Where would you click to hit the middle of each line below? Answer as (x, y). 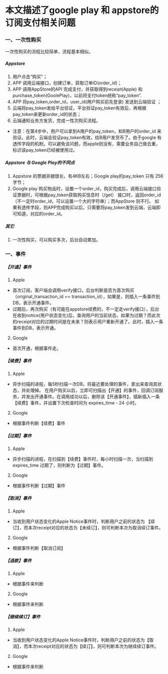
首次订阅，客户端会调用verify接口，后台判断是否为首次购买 (73, 290)
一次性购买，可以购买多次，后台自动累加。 (56, 240)
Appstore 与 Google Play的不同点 (40, 163)
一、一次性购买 (23, 40)
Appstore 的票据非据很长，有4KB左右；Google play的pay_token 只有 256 (88, 176)
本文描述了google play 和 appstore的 (82, 10)
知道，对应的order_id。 (41, 214)
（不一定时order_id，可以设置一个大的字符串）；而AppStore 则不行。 (83, 201)
